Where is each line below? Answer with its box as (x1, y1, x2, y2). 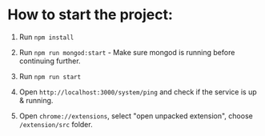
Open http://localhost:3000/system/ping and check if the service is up (18, 86, 257, 97)
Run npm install (18, 32, 74, 42)
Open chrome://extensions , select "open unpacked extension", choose (18, 110, 253, 121)
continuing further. (18, 56, 81, 66)
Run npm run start (18, 71, 82, 81)
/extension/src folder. (18, 119, 93, 129)
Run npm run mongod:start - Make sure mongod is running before (18, 47, 235, 57)
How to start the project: (7, 6, 174, 24)
